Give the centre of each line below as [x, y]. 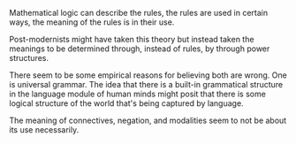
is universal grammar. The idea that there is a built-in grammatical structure [146, 84]
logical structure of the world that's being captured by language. [127, 103]
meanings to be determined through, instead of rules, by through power [140, 49]
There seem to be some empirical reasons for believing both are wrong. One [148, 75]
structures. [29, 58]
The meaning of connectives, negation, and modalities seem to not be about [148, 120]
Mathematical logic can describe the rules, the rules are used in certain [139, 13]
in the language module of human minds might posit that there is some [138, 94]
